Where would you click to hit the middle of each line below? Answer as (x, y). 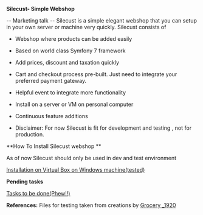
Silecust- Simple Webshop (40, 9)
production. (29, 134)
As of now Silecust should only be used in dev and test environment (91, 158)
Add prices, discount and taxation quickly (67, 62)
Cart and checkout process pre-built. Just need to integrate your (96, 74)
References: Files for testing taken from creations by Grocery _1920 (91, 205)
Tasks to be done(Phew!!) (38, 193)
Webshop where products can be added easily (74, 39)
